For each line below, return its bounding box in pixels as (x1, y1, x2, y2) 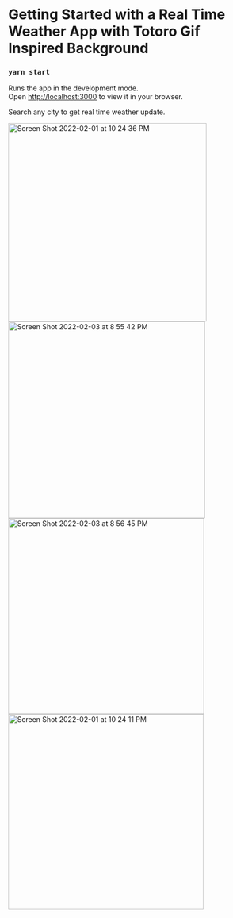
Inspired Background (8, 40, 149, 57)
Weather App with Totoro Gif (8, 22, 201, 40)
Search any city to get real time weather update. (8, 107, 166, 117)
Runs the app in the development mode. (8, 83, 139, 93)
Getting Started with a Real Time (8, 6, 226, 24)
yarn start (8, 67, 50, 77)
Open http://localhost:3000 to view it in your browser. (8, 92, 184, 102)
